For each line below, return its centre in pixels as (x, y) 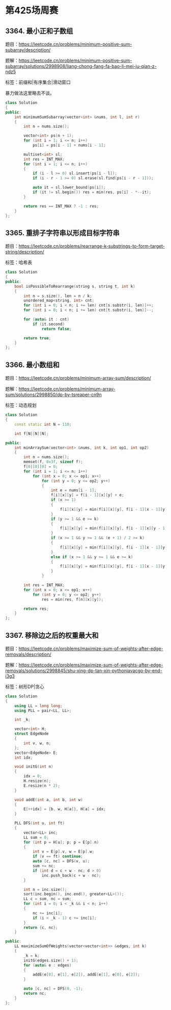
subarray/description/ (28, 50)
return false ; (56, 329)
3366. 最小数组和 (33, 365)
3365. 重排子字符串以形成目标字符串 (62, 233)
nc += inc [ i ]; (47, 913)
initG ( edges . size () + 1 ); (51, 960)
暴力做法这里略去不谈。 (30, 93)
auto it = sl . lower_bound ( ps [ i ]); (69, 188)
